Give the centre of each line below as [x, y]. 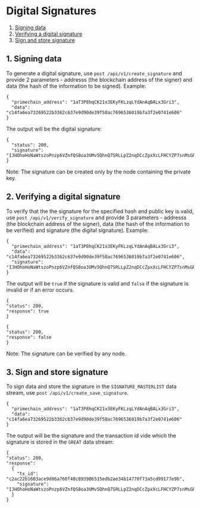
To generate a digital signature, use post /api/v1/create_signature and [94, 73]
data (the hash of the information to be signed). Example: [76, 86]
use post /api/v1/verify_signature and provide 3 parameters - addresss [96, 217]
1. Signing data [34, 59]
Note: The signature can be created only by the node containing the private [99, 172]
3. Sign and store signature [57, 372]
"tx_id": [28, 474]
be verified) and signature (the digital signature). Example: [77, 230]
